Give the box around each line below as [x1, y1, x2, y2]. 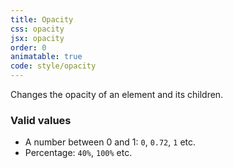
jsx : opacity [10, 33, 65, 43]
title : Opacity [10, 14, 74, 25]
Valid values [10, 113, 72, 127]
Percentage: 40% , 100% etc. [24, 147, 133, 159]
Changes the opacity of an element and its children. [10, 89, 224, 100]
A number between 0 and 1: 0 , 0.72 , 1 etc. [24, 136, 197, 148]
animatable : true [10, 52, 83, 62]
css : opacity [10, 24, 65, 34]
